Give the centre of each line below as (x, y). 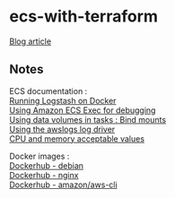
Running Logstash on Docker (63, 100)
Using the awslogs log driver (62, 129)
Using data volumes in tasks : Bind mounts (88, 119)
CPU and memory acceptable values (77, 138)
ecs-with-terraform (84, 17)
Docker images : (39, 156)
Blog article (31, 41)
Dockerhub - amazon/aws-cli (64, 185)
